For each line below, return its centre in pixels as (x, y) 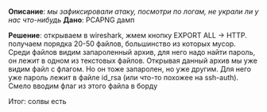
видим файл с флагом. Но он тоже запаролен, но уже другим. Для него (130, 69)
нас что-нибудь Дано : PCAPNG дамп (72, 20)
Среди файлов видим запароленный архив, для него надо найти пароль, (132, 52)
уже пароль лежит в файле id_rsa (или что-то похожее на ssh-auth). (124, 77)
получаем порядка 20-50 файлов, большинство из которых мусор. (122, 44)
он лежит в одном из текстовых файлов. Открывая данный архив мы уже (133, 60)
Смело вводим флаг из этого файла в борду (83, 86)
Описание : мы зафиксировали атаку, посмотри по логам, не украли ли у (133, 12)
